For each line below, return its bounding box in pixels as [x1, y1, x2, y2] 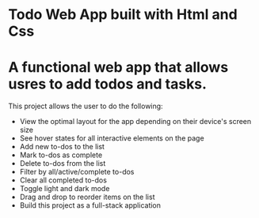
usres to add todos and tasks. [8, 75, 208, 93]
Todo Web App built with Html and [8, 6, 238, 24]
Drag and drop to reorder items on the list [19, 192, 155, 202]
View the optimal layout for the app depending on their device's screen [19, 117, 252, 126]
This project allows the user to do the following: [8, 101, 164, 111]
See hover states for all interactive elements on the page [19, 133, 204, 143]
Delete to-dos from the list [19, 159, 106, 168]
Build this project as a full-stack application [19, 201, 161, 210]
